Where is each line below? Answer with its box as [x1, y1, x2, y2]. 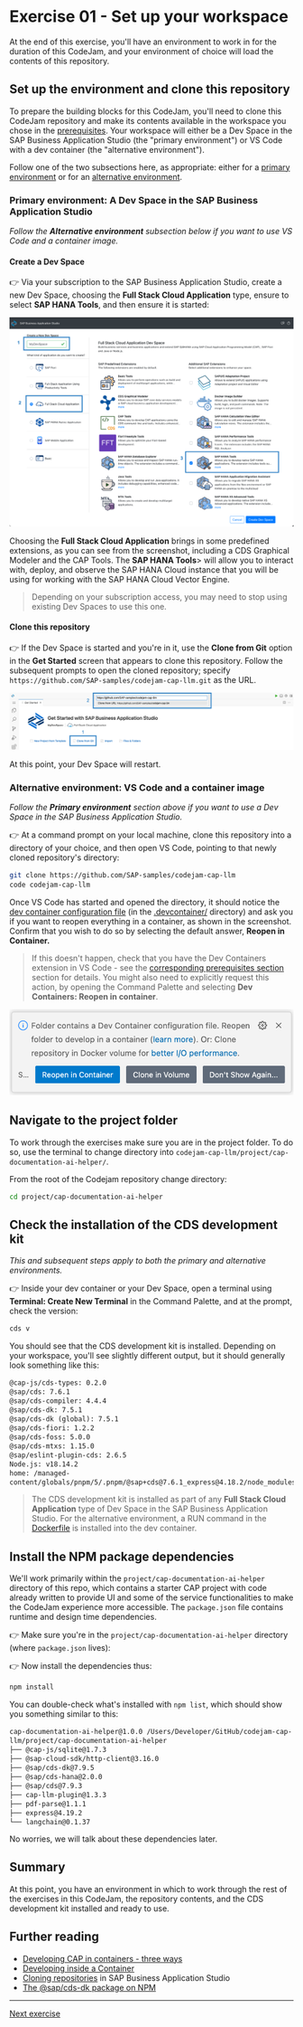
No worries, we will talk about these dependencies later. [9, 1833, 218, 1844]
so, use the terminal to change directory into [9, 1146, 174, 1157]
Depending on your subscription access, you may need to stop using [31, 591, 288, 602]
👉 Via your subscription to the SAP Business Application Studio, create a [9, 277, 282, 288]
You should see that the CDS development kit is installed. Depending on [9, 1340, 277, 1351]
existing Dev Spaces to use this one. [31, 601, 167, 611]
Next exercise [9, 2008, 61, 2019]
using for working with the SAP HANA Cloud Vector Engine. [9, 573, 230, 584]
